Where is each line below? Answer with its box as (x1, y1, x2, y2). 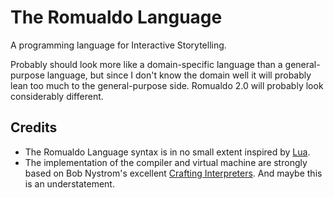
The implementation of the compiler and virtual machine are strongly (24, 156, 308, 168)
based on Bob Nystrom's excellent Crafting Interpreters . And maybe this (24, 167, 323, 179)
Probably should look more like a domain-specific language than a (10, 58, 283, 70)
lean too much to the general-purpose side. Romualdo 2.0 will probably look (10, 79, 324, 91)
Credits (10, 119, 58, 136)
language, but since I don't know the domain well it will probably (46, 69, 312, 81)
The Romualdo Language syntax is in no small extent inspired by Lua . (24, 146, 311, 158)
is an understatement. (24, 177, 115, 190)
